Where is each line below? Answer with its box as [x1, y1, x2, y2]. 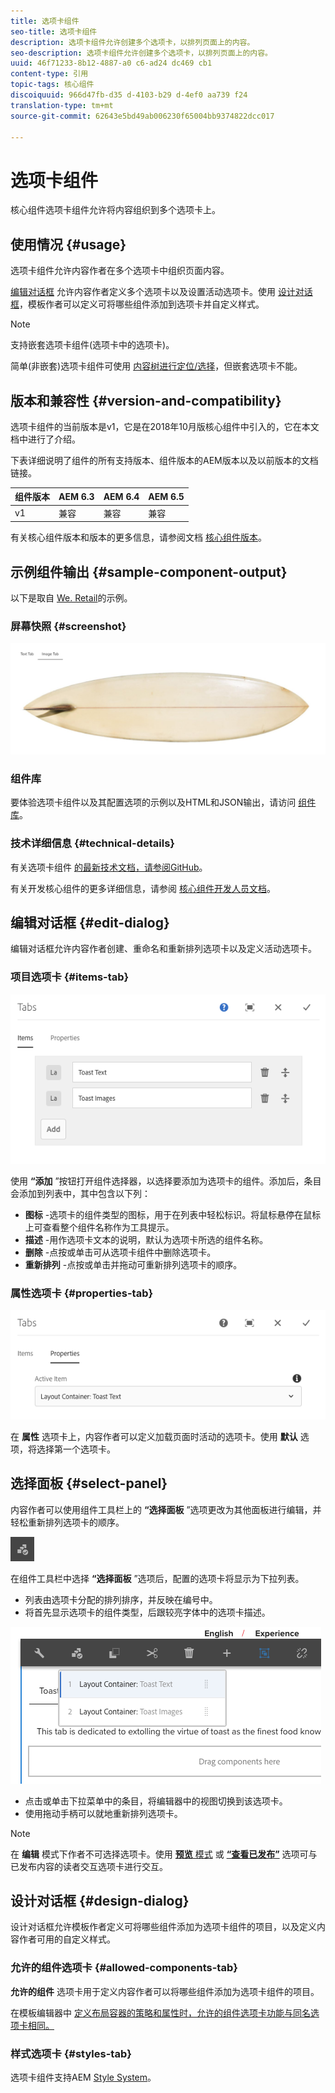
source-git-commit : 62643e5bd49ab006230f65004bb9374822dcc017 [10, 111, 275, 121]
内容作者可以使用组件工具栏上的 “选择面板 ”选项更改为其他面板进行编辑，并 [10, 1503, 322, 1515]
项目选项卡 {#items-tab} [10, 970, 130, 984]
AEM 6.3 [58, 490, 95, 502]
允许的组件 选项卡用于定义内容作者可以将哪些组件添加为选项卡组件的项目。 [10, 1985, 320, 1997]
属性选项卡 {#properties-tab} [10, 1286, 154, 1300]
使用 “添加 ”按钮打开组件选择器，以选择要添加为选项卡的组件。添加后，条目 [10, 1175, 322, 1187]
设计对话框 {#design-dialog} [10, 1893, 190, 1910]
